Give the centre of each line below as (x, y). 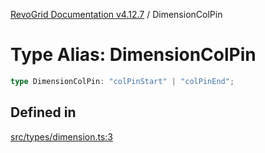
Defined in (43, 112)
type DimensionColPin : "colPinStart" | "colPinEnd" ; (122, 81)
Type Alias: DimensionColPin (133, 55)
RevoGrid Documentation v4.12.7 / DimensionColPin (116, 14)
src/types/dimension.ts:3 (62, 136)
